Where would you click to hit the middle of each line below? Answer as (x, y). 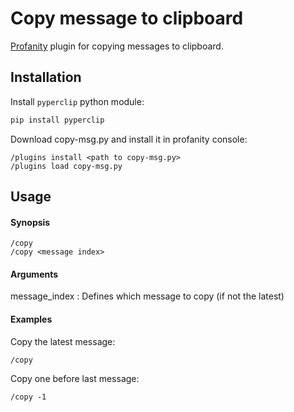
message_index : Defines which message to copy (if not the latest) (147, 296)
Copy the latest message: (63, 341)
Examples (31, 319)
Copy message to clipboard (127, 18)
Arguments (34, 274)
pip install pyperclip (57, 120)
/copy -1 (28, 397)
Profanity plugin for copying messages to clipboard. (117, 46)
